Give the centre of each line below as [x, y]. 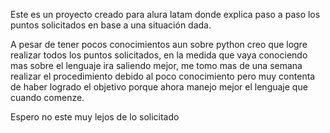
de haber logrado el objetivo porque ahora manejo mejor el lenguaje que [159, 87]
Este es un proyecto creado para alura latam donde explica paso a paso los [165, 14]
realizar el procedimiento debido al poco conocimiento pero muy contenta [163, 76]
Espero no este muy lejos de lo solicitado [95, 117]
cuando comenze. [47, 97]
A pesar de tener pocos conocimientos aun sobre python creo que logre [159, 44]
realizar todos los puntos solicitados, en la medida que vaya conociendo [159, 55]
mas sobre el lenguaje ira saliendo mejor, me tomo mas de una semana [156, 65]
